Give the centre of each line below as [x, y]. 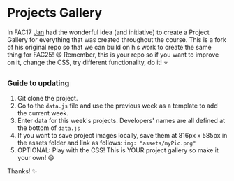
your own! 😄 [36, 158]
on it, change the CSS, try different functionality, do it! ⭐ [88, 62]
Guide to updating [38, 83]
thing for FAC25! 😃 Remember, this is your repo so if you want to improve [113, 55]
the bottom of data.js [49, 128]
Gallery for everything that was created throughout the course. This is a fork [117, 39]
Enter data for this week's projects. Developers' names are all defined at [121, 121]
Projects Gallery [55, 13]
